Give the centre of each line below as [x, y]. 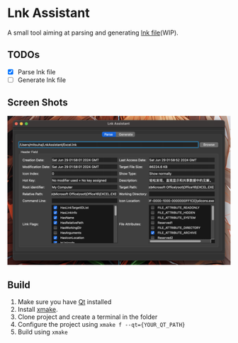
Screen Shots [38, 103]
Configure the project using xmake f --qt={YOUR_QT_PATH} [101, 325]
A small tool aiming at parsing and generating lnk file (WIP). [93, 33]
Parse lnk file [36, 71]
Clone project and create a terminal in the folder [87, 317]
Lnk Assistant [49, 13]
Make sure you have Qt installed [64, 302]
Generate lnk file [41, 80]
